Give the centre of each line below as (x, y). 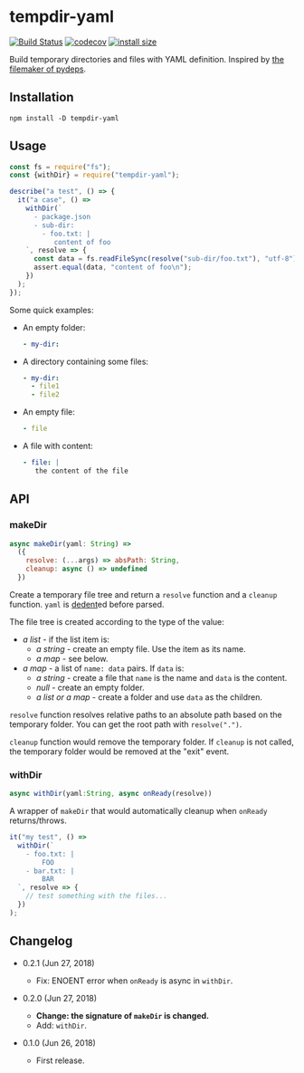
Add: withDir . (62, 1025)
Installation (42, 97)
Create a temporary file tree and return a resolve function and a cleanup (143, 594)
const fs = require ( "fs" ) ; (60, 167)
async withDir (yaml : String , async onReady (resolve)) (111, 794)
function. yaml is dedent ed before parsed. (87, 604)
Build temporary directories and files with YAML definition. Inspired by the (147, 59)
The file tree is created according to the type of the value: (117, 621)
